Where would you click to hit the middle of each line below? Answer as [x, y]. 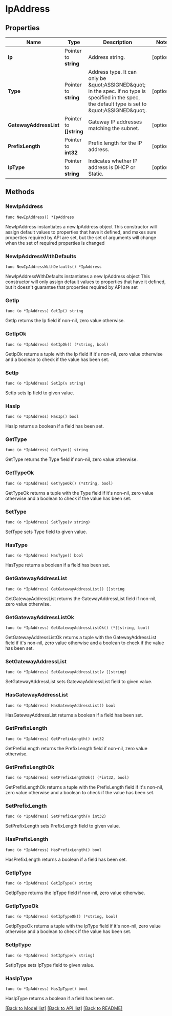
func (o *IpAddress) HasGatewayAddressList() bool [60, 705]
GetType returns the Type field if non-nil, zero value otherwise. [72, 459]
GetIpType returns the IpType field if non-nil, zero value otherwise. [75, 893]
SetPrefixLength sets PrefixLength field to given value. [63, 826]
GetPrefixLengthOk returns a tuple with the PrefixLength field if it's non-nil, [84, 787]
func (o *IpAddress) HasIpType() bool [47, 989]
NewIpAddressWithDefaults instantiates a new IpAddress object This [78, 276]
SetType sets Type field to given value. [46, 532]
